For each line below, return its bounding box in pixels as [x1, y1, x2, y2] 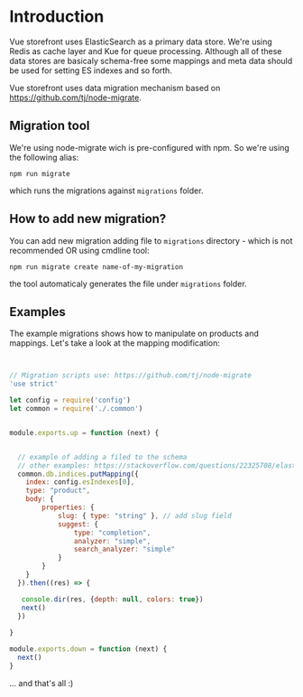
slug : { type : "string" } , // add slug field [57, 511, 232, 520]
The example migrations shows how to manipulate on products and [9, 328, 259, 339]
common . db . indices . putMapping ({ [17, 469, 140, 479]
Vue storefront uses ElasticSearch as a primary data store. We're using [9, 36, 272, 47]
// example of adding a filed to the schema [17, 452, 188, 461]
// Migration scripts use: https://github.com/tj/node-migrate [9, 371, 252, 380]
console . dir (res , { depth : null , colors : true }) [21, 594, 204, 604]
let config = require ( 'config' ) [9, 395, 131, 405]
